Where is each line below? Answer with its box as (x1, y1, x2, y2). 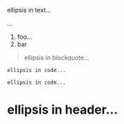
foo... (17, 33, 32, 41)
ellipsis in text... (7, 6, 52, 14)
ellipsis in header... (7, 102, 118, 118)
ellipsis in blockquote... (23, 53, 90, 62)
